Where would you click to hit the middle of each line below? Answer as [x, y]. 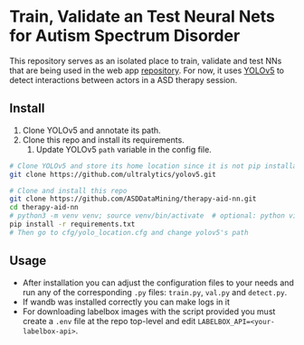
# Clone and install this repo [68, 191]
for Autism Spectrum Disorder [125, 36]
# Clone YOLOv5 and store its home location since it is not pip [135, 166]
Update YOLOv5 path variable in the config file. [124, 149]
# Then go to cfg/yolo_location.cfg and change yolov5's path [129, 232]
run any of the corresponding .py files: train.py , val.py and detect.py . [155, 292]
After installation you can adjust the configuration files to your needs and [158, 283]
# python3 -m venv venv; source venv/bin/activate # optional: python [147, 216]
